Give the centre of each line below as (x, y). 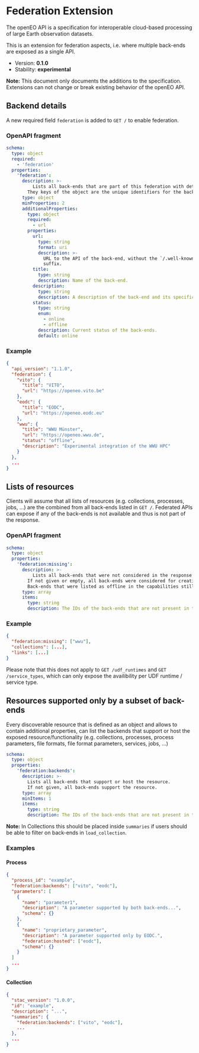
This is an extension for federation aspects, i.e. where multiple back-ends (96, 45)
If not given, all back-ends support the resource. (93, 787)
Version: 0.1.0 (31, 63)
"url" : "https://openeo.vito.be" (63, 391)
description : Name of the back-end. (83, 280)
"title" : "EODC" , (43, 407)
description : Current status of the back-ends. (98, 330)
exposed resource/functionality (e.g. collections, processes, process (90, 737)
